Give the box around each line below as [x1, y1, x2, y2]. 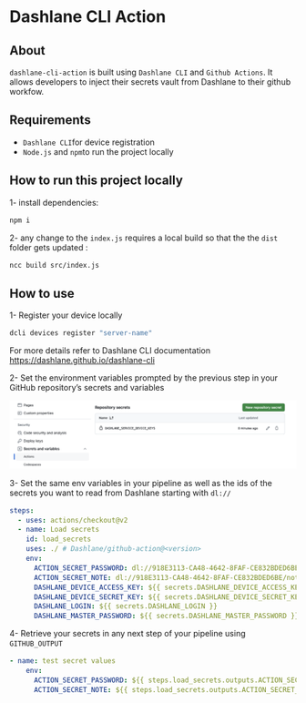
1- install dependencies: [9, 197, 99, 208]
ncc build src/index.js [9, 260, 100, 270]
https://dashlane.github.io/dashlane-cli [9, 355, 155, 366]
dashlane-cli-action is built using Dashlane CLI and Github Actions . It [9, 66, 273, 77]
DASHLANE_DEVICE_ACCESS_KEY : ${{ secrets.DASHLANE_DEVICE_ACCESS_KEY [33, 583, 303, 592]
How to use [9, 285, 75, 301]
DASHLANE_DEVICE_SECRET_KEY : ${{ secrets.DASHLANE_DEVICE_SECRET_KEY [33, 592, 303, 602]
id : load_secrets [25, 535, 92, 544]
